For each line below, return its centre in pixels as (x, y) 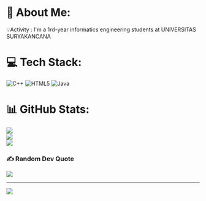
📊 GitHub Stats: (48, 109)
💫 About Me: (39, 13)
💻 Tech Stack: (44, 62)
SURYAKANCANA (29, 36)
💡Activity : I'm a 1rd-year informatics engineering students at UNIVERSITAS (101, 29)
